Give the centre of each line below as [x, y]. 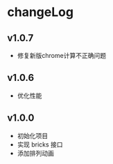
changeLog [41, 12]
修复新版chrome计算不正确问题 [61, 55]
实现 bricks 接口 [40, 144]
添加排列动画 [35, 153]
